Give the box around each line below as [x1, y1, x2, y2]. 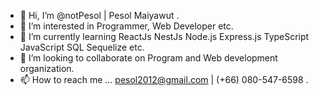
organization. [19, 63, 75, 74]
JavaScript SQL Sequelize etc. [19, 41, 145, 53]
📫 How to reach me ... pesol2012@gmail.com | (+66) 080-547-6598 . [19, 74, 309, 85]
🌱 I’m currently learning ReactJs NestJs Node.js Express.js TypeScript [19, 31, 310, 42]
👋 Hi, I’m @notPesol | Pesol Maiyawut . [19, 10, 180, 21]
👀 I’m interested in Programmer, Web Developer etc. [19, 20, 234, 32]
